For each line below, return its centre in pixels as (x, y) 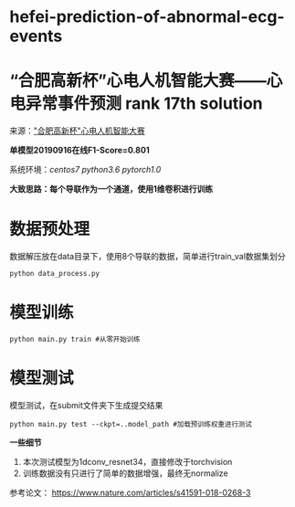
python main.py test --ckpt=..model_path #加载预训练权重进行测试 (131, 424)
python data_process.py (55, 274)
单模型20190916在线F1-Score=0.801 (79, 150)
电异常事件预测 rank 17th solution (136, 104)
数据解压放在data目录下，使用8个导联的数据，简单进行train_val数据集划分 (147, 257)
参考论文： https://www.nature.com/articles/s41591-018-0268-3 (130, 492)
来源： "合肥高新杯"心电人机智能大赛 (78, 131)
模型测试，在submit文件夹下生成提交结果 (86, 405)
